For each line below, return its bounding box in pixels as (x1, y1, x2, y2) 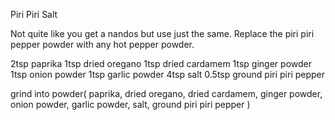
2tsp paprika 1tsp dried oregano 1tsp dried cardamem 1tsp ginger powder (10, 58, 312, 69)
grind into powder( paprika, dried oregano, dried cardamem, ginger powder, (10, 88, 323, 99)
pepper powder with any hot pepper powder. (10, 39, 195, 50)
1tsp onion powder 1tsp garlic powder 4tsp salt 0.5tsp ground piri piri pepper (10, 69, 326, 80)
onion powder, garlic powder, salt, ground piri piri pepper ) (10, 99, 251, 110)
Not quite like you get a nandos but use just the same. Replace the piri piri (10, 28, 315, 39)
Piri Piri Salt (10, 9, 58, 20)
